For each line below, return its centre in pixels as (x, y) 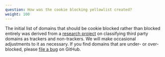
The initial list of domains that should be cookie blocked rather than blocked (83, 28)
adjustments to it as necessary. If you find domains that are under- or (76, 44)
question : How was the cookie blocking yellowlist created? (69, 10)
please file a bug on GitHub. (52, 49)
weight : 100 (17, 14)
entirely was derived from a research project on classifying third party (77, 33)
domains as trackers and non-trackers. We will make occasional (71, 39)
